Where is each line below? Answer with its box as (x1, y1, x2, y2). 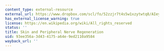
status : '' (5, 25, 27, 30)
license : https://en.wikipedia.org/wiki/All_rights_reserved (5, 20, 132, 26)
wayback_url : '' (5, 39, 38, 44)
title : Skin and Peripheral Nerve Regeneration (5, 30, 104, 34)
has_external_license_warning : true (5, 16, 80, 21)
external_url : (5, 12, 34, 17)
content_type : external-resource (5, 7, 73, 12)
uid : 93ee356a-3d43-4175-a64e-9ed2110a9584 (5, 34, 95, 39)
